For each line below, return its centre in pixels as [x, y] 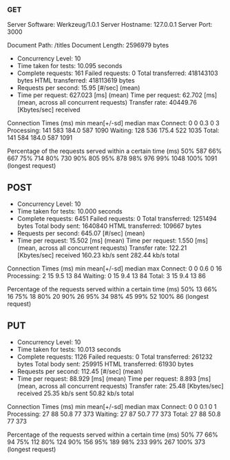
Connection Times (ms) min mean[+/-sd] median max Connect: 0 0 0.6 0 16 [115, 269]
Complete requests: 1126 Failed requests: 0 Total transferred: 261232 [115, 357]
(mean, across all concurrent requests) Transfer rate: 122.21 [102, 248]
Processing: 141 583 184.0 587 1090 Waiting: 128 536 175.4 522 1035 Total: [113, 130]
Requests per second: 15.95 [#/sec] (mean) [79, 88]
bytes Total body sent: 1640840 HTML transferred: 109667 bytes [109, 226]
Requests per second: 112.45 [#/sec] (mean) [80, 371]
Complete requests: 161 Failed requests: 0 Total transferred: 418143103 [117, 73]
